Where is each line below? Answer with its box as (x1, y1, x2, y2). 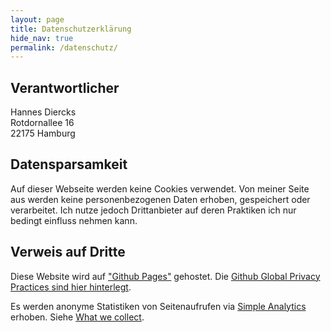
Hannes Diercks (10, 106, 77, 118)
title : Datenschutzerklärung (10, 24, 132, 34)
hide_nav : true (10, 33, 74, 43)
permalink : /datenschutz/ (10, 42, 118, 53)
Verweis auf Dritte (10, 244, 126, 261)
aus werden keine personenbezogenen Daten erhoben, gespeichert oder (10, 193, 311, 205)
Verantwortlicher (10, 79, 120, 96)
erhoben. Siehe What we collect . (10, 311, 145, 323)
